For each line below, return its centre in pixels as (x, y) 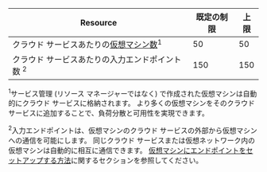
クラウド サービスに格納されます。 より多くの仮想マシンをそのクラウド (139, 104)
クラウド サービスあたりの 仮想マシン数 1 (87, 44)
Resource (99, 23)
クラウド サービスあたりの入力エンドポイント (97, 60)
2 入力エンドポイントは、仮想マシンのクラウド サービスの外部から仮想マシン (133, 129)
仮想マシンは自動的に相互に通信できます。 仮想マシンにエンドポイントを (127, 150)
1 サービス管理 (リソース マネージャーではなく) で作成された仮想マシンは (126, 92)
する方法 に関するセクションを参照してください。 (123, 160)
